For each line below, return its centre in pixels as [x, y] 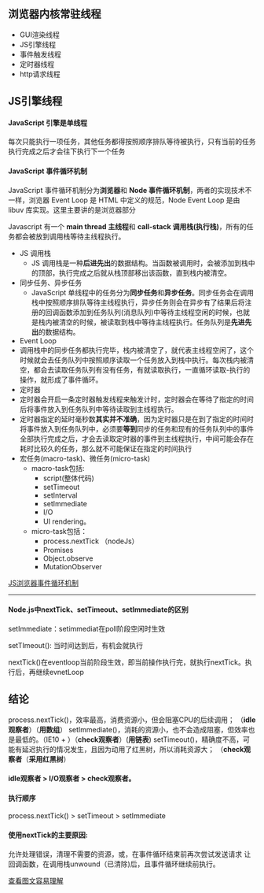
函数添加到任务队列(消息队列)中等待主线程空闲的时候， [147, 312]
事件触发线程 [40, 54]
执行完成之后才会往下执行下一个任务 [67, 151]
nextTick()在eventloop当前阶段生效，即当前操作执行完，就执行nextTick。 [126, 662]
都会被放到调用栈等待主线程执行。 [70, 236]
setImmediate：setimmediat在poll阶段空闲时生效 [87, 628]
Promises [58, 550]
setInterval [60, 495]
